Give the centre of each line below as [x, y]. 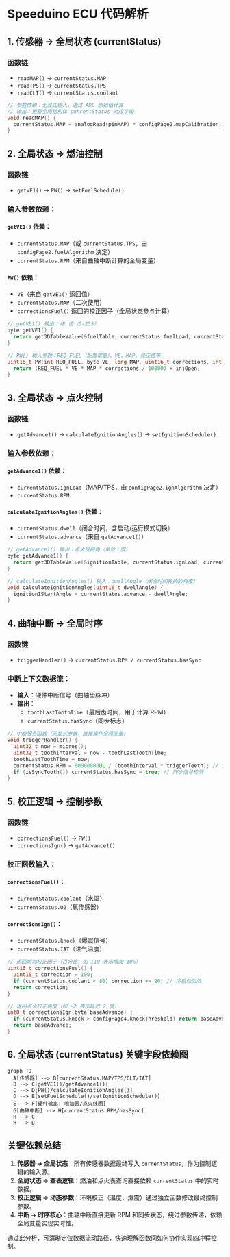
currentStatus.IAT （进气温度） [61, 949]
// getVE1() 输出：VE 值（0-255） [53, 324]
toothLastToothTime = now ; [52, 759]
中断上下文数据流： [39, 679]
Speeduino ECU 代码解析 [78, 14]
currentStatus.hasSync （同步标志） [77, 721]
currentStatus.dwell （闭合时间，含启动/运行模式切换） [95, 528]
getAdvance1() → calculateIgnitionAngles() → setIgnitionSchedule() [117, 434]
